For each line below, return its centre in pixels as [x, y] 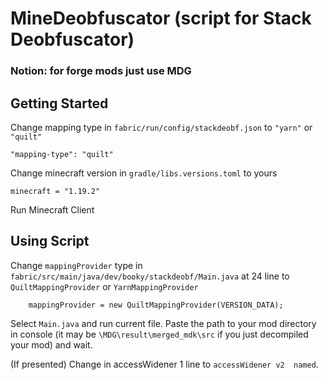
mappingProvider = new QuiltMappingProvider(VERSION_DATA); [156, 305]
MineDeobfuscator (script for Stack [161, 18]
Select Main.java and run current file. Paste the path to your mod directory [163, 323]
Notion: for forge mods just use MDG [101, 71]
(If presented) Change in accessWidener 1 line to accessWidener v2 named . [164, 364]
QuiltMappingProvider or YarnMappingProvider [104, 286]
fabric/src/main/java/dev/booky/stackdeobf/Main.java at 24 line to [150, 276]
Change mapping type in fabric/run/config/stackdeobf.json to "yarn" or [161, 127]
